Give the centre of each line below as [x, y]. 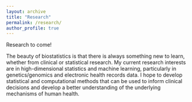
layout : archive [26, 11]
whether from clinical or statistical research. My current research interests [96, 62]
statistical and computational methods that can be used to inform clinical [94, 81]
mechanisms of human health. [43, 94]
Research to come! [29, 45]
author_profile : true [33, 28]
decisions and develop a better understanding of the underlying [83, 88]
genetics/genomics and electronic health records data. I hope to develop [94, 75]
